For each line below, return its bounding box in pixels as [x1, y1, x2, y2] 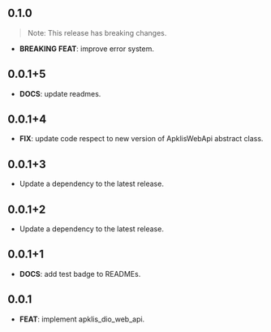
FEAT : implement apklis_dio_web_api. [19, 314, 145, 324]
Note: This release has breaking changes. [27, 28, 167, 37]
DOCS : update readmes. [19, 88, 101, 98]
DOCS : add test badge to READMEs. [19, 269, 141, 278]
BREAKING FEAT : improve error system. [19, 44, 155, 54]
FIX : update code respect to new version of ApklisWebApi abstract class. [19, 134, 264, 144]
